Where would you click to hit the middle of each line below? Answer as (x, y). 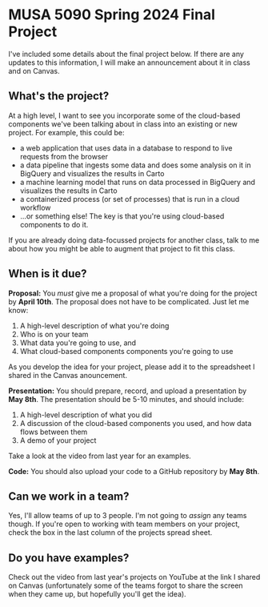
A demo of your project (58, 440)
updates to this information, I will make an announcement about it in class (129, 62)
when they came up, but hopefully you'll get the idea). (97, 594)
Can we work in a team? (69, 496)
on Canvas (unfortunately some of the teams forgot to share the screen (126, 585)
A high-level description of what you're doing (94, 325)
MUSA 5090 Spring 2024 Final (112, 15)
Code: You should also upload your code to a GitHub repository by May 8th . (134, 471)
